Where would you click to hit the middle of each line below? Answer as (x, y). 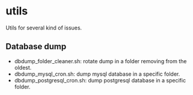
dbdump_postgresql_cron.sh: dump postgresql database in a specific (100, 80)
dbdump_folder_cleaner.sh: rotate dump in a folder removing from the (100, 61)
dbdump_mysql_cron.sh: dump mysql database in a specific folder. (97, 74)
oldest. (23, 67)
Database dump (36, 47)
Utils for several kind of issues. (44, 28)
